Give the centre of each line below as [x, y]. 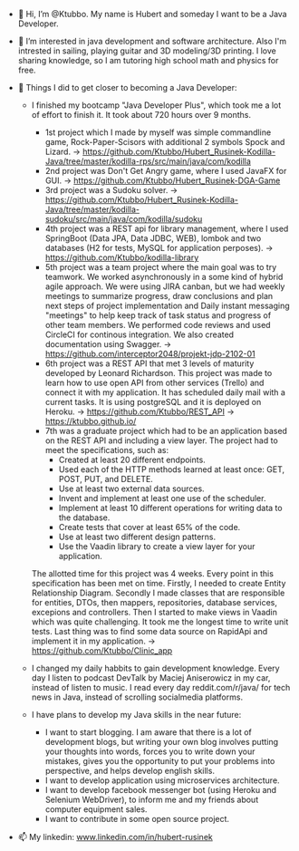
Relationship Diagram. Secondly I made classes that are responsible [158, 593]
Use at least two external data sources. [132, 488]
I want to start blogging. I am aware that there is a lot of [148, 732]
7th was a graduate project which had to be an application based [166, 431]
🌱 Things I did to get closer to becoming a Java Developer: [127, 87]
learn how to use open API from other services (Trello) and [154, 382]
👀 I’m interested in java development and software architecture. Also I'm [152, 41]
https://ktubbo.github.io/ [91, 421]
